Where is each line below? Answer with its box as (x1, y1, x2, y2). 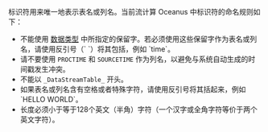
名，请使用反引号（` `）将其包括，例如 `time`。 (19, 44, 175, 54)
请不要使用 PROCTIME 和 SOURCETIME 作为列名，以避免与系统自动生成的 (19, 55, 249, 64)
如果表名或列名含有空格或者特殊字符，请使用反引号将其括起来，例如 (19, 85, 246, 94)
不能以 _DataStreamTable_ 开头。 (19, 75, 129, 84)
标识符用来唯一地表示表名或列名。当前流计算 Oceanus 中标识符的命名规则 (8, 7, 254, 16)
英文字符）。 (19, 115, 60, 124)
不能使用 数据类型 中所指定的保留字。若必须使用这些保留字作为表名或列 (19, 35, 258, 43)
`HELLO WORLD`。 (19, 95, 83, 104)
